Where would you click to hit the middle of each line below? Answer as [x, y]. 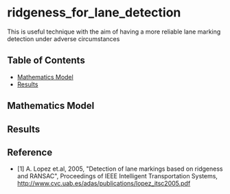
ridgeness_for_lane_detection [94, 13]
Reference [30, 152]
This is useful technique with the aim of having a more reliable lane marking [114, 32]
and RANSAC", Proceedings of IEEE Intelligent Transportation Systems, [117, 176]
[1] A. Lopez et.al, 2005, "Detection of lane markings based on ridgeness [120, 169]
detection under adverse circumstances [64, 38]
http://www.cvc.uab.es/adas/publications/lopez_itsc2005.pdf [104, 184]
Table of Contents [46, 61]
